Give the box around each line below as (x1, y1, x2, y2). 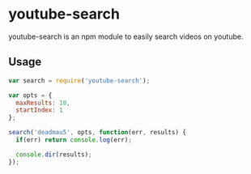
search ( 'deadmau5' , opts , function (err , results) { (8, 129, 186, 137)
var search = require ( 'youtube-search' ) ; (8, 76, 151, 85)
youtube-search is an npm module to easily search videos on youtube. (8, 32, 244, 41)
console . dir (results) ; (15, 151, 92, 159)
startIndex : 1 (15, 106, 63, 114)
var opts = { (8, 91, 53, 100)
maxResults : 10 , (15, 99, 70, 107)
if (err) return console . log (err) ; (15, 136, 132, 144)
